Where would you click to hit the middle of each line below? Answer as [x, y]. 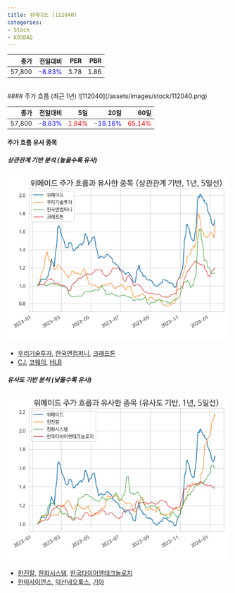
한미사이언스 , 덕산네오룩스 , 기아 [61, 582]
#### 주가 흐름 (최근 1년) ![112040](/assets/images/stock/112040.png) [107, 96]
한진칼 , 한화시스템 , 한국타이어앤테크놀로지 [75, 573]
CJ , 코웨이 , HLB [39, 362]
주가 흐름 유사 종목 [32, 143]
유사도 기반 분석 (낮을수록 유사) [50, 379]
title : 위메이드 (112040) [42, 15]
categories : [25, 22]
